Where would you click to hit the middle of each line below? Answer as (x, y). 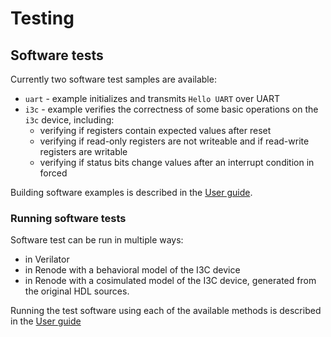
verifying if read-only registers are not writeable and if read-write (174, 141)
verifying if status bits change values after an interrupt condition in (177, 162)
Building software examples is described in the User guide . (131, 192)
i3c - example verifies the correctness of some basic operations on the (171, 109)
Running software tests (68, 218)
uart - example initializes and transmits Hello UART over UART (152, 98)
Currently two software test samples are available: (113, 79)
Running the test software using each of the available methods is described (166, 311)
